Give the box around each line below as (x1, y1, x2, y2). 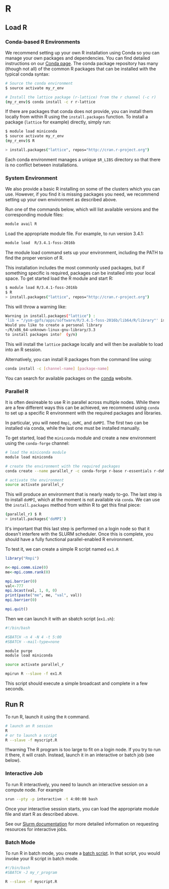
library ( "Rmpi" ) (5, 556, 39, 561)
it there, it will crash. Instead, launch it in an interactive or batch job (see (5, 752, 154, 758)
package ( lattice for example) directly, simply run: (5, 119, 112, 125)
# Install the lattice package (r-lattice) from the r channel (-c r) (5, 94, 156, 100)
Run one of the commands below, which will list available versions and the (5, 206, 159, 212)
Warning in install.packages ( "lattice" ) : (5, 313, 96, 318)
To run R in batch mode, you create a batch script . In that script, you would (5, 850, 160, 856)
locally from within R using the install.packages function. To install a (5, 114, 148, 120)
